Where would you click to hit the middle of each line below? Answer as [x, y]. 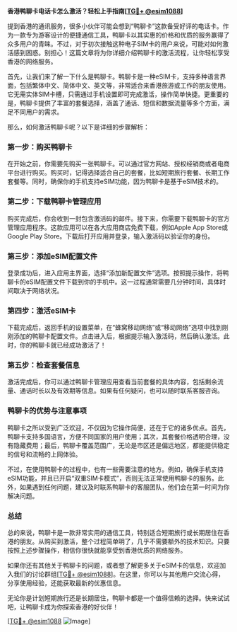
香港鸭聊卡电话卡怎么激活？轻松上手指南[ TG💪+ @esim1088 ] [95, 11]
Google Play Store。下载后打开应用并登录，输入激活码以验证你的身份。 [111, 236]
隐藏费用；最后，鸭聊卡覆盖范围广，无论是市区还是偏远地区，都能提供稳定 [121, 445]
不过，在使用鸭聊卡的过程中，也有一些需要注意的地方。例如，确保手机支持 [115, 469]
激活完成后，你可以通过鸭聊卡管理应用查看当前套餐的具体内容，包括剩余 [112, 382]
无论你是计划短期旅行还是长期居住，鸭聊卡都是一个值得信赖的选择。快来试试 [119, 598]
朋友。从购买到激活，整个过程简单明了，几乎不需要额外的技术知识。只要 [124, 541]
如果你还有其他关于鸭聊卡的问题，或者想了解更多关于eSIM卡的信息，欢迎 [114, 565]
